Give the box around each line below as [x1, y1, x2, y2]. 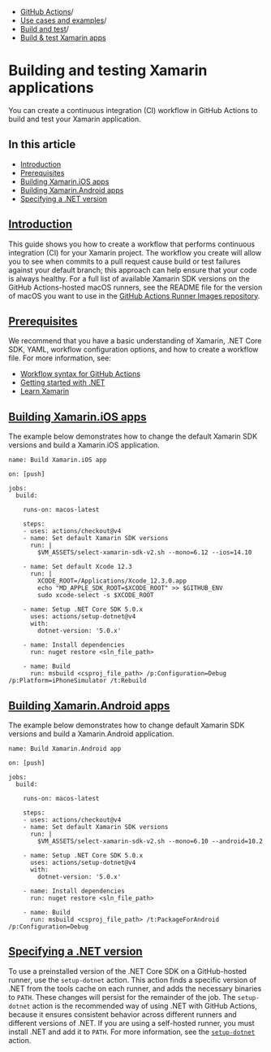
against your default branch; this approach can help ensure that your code [8, 264, 257, 275]
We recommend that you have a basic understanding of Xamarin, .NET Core [8, 336, 262, 346]
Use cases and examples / [19, 15, 107, 25]
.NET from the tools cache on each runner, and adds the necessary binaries [8, 984, 262, 993]
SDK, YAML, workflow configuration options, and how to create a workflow [8, 345, 259, 355]
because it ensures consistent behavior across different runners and [8, 1009, 237, 1019]
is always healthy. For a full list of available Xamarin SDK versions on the [8, 273, 250, 283]
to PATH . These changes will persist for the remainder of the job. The [8, 992, 236, 1002]
